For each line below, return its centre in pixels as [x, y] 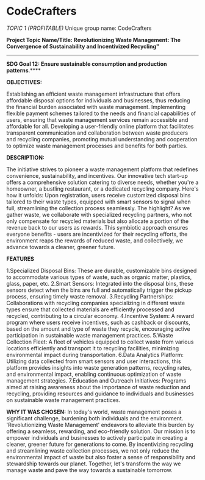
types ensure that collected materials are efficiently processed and [91, 309]
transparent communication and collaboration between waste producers [97, 133]
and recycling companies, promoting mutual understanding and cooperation [102, 139]
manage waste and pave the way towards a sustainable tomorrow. [89, 470]
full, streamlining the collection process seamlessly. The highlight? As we [98, 208]
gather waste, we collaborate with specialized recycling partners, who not [99, 214]
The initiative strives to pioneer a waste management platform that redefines [102, 169]
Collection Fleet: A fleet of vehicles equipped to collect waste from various [100, 342]
